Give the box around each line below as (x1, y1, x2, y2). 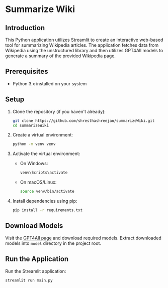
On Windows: (20, 161, 48, 167)
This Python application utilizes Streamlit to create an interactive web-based (5, 37, 163, 43)
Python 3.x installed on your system (12, 80, 87, 86)
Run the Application (5, 255, 69, 263)
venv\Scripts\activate (20, 170, 68, 175)
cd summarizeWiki (12, 123, 49, 128)
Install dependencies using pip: (12, 198, 77, 204)
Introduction (5, 24, 45, 32)
